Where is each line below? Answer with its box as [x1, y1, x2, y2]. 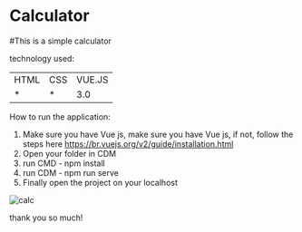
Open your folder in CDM [22, 148, 116, 159]
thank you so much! [9, 212, 83, 223]
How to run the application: [9, 111, 111, 122]
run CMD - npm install [22, 158, 106, 169]
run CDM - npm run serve [22, 167, 120, 178]
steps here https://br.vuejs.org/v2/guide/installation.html [22, 138, 234, 150]
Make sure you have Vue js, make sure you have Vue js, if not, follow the [22, 129, 294, 140]
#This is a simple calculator [9, 35, 112, 46]
